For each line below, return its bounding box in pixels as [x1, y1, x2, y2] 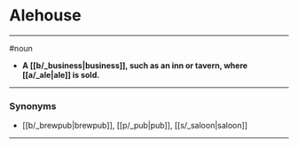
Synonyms [9, 99, 57, 112]
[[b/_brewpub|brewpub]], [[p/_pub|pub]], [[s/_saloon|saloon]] [21, 121, 248, 131]
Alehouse [9, 5, 82, 26]
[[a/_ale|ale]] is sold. [21, 69, 100, 80]
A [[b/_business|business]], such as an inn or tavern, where [21, 59, 248, 71]
